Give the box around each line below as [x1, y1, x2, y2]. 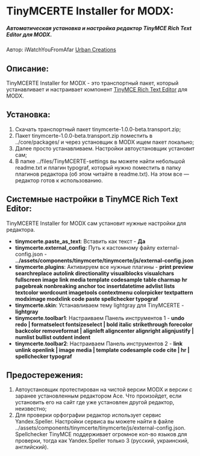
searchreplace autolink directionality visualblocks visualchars [14, 270, 175, 277]
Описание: [6, 63, 49, 73]
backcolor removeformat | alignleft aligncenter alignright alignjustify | [14, 327, 194, 334]
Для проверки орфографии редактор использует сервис [14, 411, 161, 419]
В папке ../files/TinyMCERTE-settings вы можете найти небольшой [14, 158, 186, 165]
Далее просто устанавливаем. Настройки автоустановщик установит [14, 144, 195, 152]
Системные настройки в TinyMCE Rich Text [6, 194, 178, 205]
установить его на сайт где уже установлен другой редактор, [14, 399, 175, 406]
